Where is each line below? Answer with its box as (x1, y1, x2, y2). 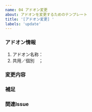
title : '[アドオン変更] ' (5, 17, 55, 22)
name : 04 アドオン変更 (5, 7, 48, 13)
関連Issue (5, 101, 29, 108)
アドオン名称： (12, 51, 43, 57)
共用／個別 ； (12, 57, 43, 63)
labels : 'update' (5, 21, 41, 27)
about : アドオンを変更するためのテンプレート (5, 12, 88, 17)
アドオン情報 (5, 39, 36, 46)
